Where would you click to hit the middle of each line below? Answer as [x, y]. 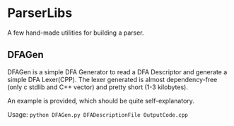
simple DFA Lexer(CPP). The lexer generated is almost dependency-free [112, 79]
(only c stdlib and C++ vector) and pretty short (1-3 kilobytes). [98, 87]
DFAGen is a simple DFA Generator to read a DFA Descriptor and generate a [117, 71]
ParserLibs [40, 13]
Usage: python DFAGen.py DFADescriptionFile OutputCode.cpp [98, 114]
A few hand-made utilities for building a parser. [76, 33]
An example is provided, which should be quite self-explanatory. [101, 101]
